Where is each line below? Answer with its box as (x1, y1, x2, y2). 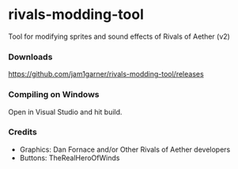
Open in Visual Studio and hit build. (8, 107, 123, 116)
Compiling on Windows (8, 89, 100, 100)
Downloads (8, 51, 53, 62)
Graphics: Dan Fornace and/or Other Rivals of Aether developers (19, 145, 231, 154)
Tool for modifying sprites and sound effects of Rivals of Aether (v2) (8, 32, 231, 41)
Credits (8, 126, 37, 137)
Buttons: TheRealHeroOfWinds (19, 152, 120, 163)
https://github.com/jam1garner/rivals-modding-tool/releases (8, 69, 204, 79)
